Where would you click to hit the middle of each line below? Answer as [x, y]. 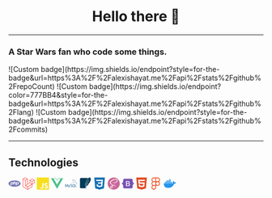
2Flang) [21, 112]
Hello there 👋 [136, 17]
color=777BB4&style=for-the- [58, 95]
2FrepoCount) [32, 86]
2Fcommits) [28, 129]
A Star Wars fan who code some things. [88, 52]
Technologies [44, 162]
